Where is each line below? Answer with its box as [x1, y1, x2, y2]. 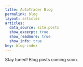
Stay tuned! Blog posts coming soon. [5, 56, 78, 62]
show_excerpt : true [9, 30, 49, 34]
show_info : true [9, 39, 42, 44]
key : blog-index [5, 43, 38, 48]
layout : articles [5, 16, 40, 21]
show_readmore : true [9, 34, 51, 39]
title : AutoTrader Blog [5, 7, 53, 12]
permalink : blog [5, 12, 38, 17]
